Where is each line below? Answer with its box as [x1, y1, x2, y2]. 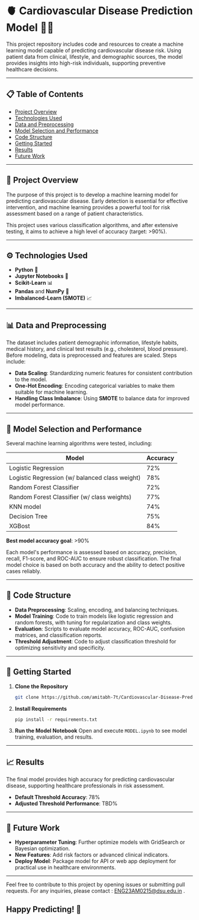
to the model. [14, 376, 47, 383]
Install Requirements [14, 705, 67, 712]
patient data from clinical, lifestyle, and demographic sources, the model [6, 53, 183, 60]
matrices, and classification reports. [14, 631, 102, 639]
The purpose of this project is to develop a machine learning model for [6, 191, 178, 198]
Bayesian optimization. [14, 845, 70, 852]
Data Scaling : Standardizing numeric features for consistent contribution [14, 369, 192, 377]
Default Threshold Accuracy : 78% [14, 794, 101, 801]
